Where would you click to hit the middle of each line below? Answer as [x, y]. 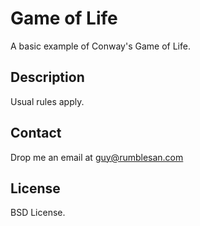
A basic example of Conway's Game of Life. [100, 46]
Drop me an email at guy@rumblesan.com [97, 157]
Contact [36, 133]
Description [47, 77]
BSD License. [38, 213]
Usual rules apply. [47, 101]
